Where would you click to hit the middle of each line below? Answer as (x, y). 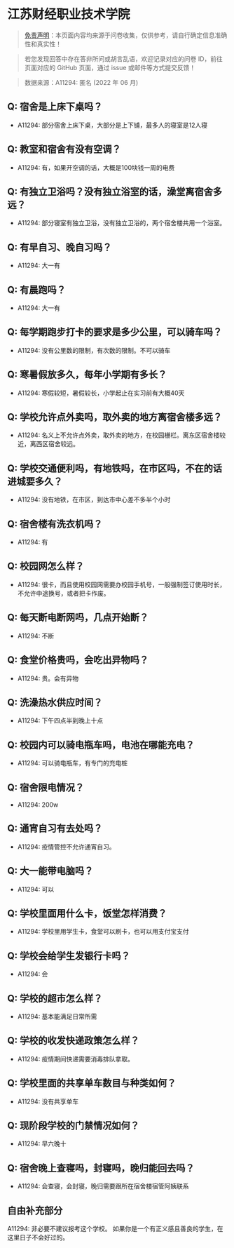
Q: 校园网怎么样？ (46, 566)
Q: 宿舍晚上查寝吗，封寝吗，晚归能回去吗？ (101, 1168)
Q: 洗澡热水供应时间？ (55, 702)
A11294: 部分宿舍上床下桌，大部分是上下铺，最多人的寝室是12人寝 (112, 125)
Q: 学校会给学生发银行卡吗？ (69, 956)
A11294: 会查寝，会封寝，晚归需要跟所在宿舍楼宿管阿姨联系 (103, 1186)
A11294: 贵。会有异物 (48, 678)
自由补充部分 (35, 1210)
